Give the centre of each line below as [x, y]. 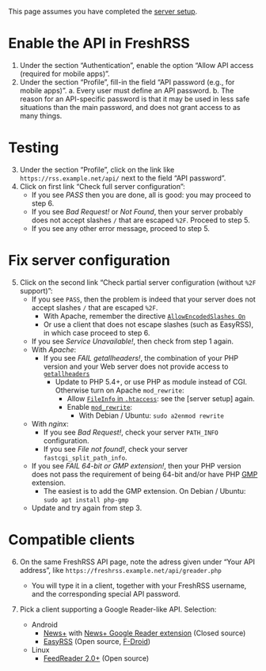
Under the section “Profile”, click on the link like [97, 169]
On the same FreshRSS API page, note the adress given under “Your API [137, 562]
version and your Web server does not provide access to [136, 366]
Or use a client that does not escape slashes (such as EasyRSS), [148, 324]
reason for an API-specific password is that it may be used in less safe [135, 99]
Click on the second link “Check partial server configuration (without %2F [138, 282]
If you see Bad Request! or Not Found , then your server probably [137, 211]
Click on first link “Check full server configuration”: [103, 186]
